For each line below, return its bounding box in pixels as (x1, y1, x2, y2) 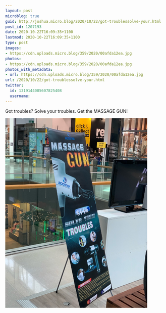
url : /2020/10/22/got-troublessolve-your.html (5, 77, 105, 83)
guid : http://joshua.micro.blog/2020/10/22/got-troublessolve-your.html (5, 19, 161, 24)
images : (5, 46, 22, 51)
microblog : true (5, 13, 39, 19)
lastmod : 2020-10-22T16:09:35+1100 (5, 35, 80, 40)
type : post (5, 40, 28, 46)
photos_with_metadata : (5, 67, 53, 72)
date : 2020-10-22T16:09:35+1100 (5, 29, 73, 35)
